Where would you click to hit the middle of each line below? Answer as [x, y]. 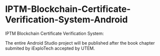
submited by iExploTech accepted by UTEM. [50, 48]
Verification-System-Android [66, 20]
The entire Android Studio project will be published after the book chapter [80, 43]
